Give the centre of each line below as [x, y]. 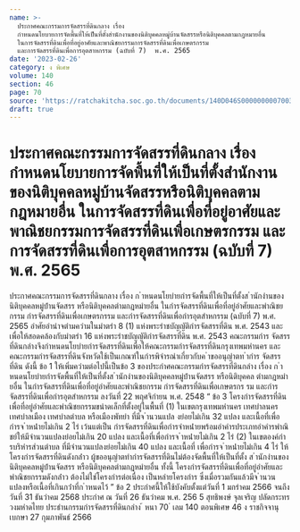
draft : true [31, 109]
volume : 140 [31, 76]
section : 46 [31, 84]
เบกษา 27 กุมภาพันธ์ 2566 [50, 517]
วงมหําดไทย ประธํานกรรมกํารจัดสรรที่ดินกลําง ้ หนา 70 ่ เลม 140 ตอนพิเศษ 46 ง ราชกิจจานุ [144, 507]
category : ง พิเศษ [40, 68]
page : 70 [25, 92]
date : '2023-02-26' [46, 59]
